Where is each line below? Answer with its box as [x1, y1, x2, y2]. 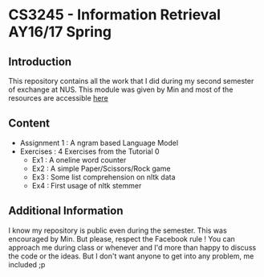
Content [8, 117, 51, 130]
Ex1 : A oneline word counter [31, 155, 127, 164]
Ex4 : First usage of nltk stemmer [31, 180, 142, 190]
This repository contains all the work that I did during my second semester [8, 76, 254, 85]
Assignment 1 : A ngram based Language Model [19, 138, 179, 147]
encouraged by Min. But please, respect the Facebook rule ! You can [8, 234, 235, 243]
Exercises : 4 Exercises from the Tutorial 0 [19, 147, 160, 156]
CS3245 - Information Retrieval [8, 6, 221, 24]
